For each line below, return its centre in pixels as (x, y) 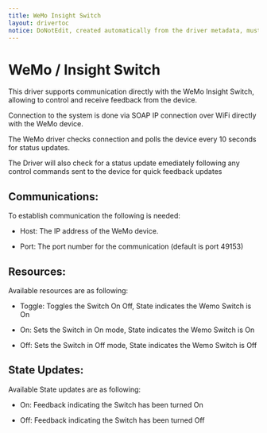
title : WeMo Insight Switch (55, 15)
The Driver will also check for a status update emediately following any (124, 163)
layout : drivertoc (39, 23)
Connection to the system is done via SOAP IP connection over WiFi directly (132, 115)
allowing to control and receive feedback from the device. (103, 100)
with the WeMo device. (46, 124)
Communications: (54, 197)
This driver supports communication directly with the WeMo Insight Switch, (131, 91)
